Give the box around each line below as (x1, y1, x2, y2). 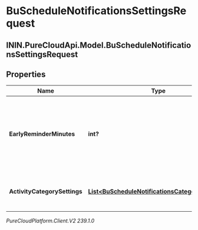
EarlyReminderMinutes (9, 130, 75, 138)
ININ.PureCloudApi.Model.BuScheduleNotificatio (6, 40, 192, 50)
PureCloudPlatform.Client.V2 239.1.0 (6, 217, 95, 225)
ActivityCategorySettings (9, 188, 82, 196)
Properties (6, 69, 46, 79)
